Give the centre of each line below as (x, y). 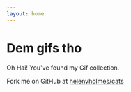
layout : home (25, 14)
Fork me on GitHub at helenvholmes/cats (65, 81)
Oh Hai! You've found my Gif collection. (63, 68)
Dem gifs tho (44, 48)
